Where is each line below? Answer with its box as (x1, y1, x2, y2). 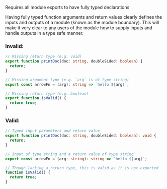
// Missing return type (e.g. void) (5, 54, 82, 59)
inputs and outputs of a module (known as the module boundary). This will (5, 20, 159, 25)
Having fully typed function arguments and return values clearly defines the (5, 14, 162, 20)
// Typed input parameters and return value (5, 129, 100, 134)
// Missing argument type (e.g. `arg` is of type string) (5, 77, 129, 82)
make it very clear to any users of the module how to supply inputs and (5, 25, 152, 31)
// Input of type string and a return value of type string (5, 151, 134, 157)
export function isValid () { (5, 96, 66, 101)
